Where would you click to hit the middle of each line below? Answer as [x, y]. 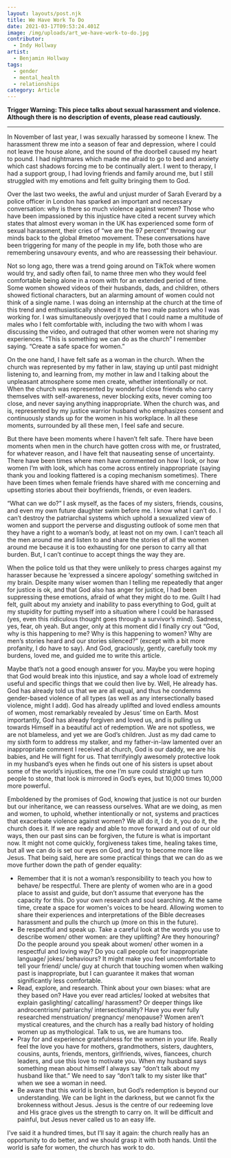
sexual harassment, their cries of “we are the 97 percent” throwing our [107, 230]
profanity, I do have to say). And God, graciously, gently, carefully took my [112, 648]
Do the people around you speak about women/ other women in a [110, 944]
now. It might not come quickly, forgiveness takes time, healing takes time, [112, 843]
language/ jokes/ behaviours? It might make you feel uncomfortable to [116, 959]
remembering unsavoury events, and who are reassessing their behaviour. [112, 253]
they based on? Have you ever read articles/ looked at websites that [113, 996]
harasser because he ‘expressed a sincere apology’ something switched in [113, 575]
